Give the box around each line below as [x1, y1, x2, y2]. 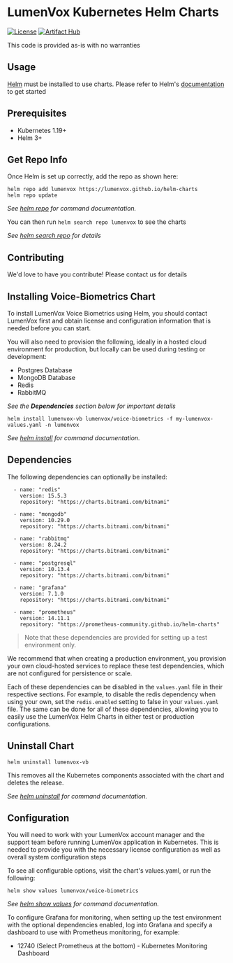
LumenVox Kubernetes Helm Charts [7, 4, 220, 20]
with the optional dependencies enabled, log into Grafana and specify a [7, 921, 213, 929]
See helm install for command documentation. [7, 434, 141, 442]
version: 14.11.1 [20, 614, 70, 621]
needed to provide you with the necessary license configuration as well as [7, 845, 221, 854]
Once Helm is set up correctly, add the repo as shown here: [7, 172, 179, 181]
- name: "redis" [13, 486, 61, 493]
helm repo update [7, 192, 58, 199]
